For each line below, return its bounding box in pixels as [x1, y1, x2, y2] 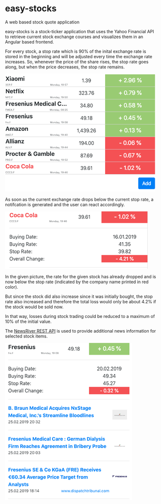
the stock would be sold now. [5, 304, 64, 310]
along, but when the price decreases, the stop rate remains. [5, 64, 125, 70]
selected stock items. [5, 333, 48, 339]
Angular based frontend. [5, 39, 54, 44]
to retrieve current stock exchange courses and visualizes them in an [5, 34, 143, 40]
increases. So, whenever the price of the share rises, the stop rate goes [5, 59, 149, 64]
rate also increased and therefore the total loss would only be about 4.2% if [5, 298, 157, 304]
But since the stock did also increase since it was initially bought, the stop [5, 294, 153, 299]
